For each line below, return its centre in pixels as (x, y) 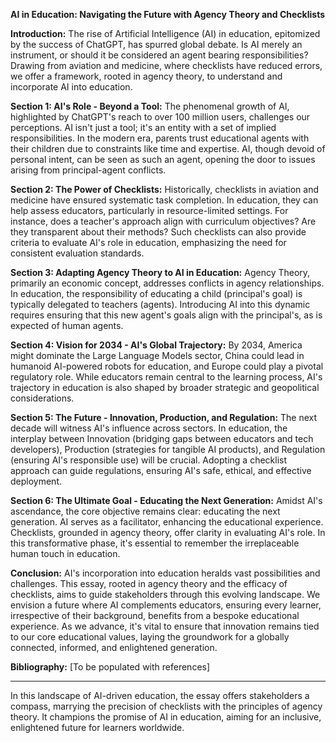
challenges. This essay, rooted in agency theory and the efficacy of (149, 583)
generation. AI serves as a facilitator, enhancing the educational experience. (167, 522)
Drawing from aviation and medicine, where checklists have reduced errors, (166, 65)
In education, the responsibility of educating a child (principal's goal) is (156, 293)
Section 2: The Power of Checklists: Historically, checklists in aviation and (164, 189)
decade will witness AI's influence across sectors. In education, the (149, 428)
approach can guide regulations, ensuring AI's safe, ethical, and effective (161, 470)
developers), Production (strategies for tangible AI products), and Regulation (168, 449)
